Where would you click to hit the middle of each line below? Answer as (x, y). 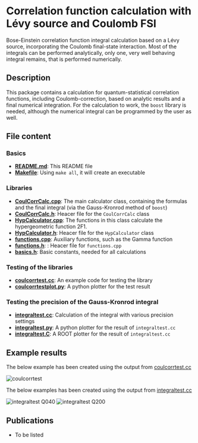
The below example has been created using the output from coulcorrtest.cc (99, 367)
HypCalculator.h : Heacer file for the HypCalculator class (84, 233)
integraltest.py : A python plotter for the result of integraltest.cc (95, 328)
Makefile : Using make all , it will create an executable (80, 173)
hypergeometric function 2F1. (51, 226)
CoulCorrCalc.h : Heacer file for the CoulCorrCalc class (82, 213)
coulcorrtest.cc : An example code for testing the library (84, 280)
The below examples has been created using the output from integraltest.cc (99, 390)
